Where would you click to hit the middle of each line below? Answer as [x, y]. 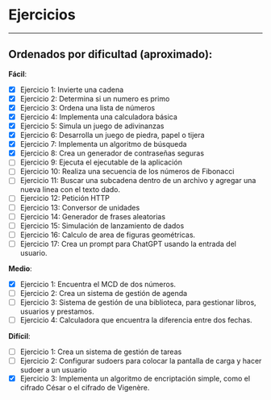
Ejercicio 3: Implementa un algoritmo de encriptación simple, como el [135, 379]
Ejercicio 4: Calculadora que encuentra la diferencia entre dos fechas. [136, 320]
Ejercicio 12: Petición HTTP [65, 198]
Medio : [20, 269]
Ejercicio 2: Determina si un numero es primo [95, 98]
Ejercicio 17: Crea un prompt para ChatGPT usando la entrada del [128, 244]
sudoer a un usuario [53, 370]
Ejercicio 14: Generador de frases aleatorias [93, 216]
